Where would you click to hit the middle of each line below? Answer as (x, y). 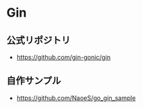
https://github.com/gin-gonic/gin (64, 57)
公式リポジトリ (39, 40)
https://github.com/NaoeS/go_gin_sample (76, 98)
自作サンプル (34, 81)
